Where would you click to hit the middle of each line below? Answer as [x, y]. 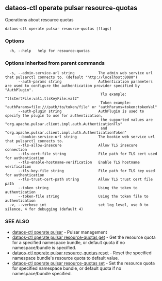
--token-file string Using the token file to [83, 196]
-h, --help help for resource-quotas [50, 51]
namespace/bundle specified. [42, 273]
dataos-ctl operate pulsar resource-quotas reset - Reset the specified [82, 253]
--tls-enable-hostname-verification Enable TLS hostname [79, 162]
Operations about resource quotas [39, 19]
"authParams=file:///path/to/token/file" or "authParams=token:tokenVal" [81, 107]
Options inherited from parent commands [55, 63]
